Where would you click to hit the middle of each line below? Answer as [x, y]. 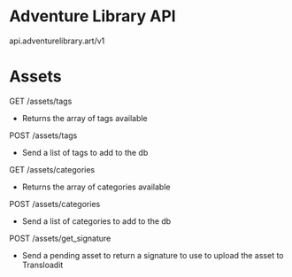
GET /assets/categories [52, 169]
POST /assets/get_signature [60, 238]
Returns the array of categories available [96, 187]
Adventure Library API [92, 16]
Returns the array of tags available [85, 118]
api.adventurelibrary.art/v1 [57, 41]
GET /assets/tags [41, 101]
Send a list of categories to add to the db [96, 221]
